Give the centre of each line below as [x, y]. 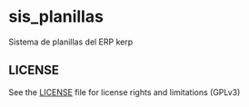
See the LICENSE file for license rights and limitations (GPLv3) [124, 92]
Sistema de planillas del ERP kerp [71, 42]
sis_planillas [56, 17]
